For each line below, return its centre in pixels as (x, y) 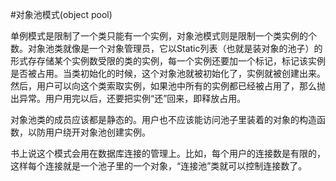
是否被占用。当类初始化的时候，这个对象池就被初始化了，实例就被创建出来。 (168, 73)
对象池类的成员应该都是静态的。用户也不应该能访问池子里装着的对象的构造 (163, 119)
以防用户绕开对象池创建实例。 (89, 132)
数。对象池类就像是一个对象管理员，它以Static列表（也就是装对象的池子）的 (166, 48)
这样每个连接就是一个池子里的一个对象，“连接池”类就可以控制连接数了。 (159, 166)
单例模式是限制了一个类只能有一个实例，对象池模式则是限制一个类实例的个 (163, 36)
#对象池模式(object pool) (61, 14)
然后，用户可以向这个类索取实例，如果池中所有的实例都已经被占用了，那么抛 (168, 86)
